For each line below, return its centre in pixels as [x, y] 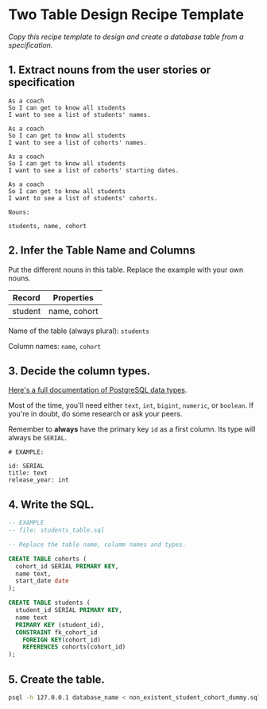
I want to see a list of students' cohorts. [83, 198]
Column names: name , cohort [55, 346]
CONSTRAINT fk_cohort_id [56, 632]
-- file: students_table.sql [56, 530]
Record [27, 297]
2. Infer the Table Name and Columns [102, 251]
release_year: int [39, 480]
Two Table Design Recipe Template [126, 15]
